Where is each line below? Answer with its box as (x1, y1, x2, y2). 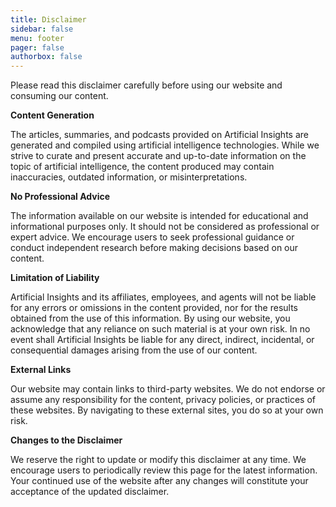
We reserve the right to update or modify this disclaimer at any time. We (10, 454, 307, 466)
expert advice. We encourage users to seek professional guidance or (10, 231, 295, 243)
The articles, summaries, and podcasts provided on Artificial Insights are (10, 129, 309, 141)
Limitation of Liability (10, 272, 100, 284)
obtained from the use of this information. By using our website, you (10, 312, 291, 325)
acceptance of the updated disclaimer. (10, 486, 170, 498)
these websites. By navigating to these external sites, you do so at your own (10, 404, 324, 416)
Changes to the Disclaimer (10, 434, 123, 446)
